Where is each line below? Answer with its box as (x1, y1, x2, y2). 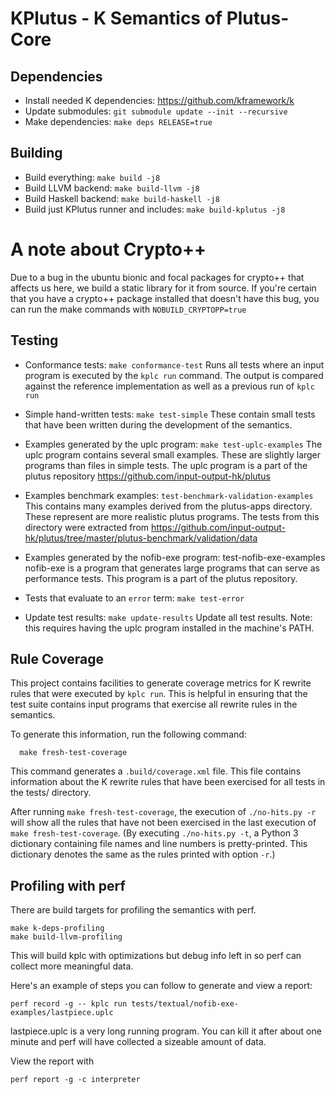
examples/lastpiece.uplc (10, 1008, 114, 1018)
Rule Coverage (10, 650, 105, 667)
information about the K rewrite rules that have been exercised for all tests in (10, 776, 326, 788)
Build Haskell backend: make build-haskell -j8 (24, 192, 220, 204)
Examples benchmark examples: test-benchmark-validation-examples (24, 489, 314, 501)
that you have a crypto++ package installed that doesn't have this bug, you (10, 292, 320, 304)
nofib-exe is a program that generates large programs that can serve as (24, 562, 320, 574)
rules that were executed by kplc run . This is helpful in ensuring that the (10, 688, 308, 700)
